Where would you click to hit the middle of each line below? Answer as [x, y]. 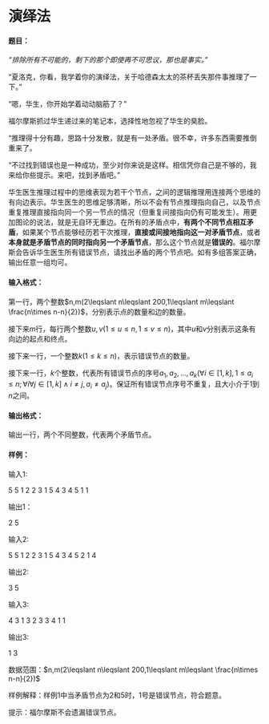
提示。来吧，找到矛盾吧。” [78, 175]
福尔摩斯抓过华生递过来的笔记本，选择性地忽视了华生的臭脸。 [110, 121]
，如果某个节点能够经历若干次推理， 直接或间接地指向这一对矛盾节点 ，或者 [138, 233]
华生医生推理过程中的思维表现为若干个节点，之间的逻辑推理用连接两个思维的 [134, 192]
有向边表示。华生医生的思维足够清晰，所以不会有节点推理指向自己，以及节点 [134, 202]
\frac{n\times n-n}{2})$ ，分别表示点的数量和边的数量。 [99, 311]
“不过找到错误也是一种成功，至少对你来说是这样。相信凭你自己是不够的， [129, 165]
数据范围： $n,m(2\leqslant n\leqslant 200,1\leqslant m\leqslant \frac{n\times [133, 669]
